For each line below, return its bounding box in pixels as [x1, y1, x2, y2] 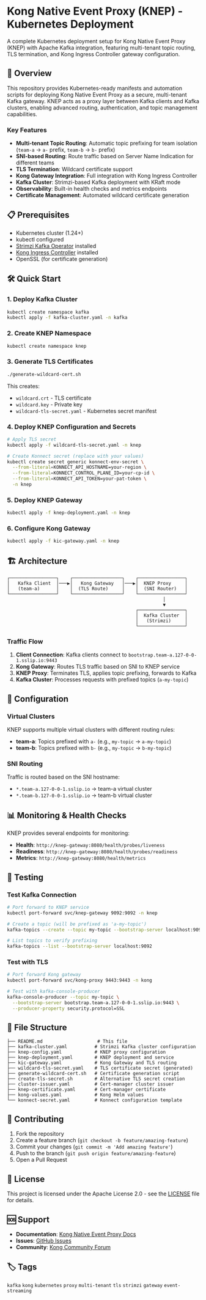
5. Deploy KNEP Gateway [7, 496, 83, 504]
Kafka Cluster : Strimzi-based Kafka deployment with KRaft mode [15, 178, 181, 186]
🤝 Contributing [7, 1114, 64, 1124]
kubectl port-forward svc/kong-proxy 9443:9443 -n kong [7, 977, 152, 983]
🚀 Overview [7, 68, 52, 79]
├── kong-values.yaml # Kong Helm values [7, 1092, 144, 1098]
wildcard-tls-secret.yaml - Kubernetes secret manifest [15, 407, 157, 414]
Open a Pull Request [15, 1156, 68, 1164]
